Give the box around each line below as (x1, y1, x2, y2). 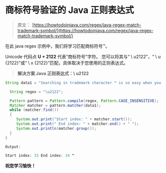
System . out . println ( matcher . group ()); (16, 126, 97, 131)
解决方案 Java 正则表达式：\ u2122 (17, 70, 89, 76)
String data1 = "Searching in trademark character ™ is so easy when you (5, 80, 162, 85)
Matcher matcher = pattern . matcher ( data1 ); (9, 103, 101, 108)
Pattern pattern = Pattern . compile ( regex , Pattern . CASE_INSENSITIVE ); (9, 98, 159, 103)
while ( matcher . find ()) (9, 107, 59, 112)
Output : (5, 144, 21, 149)
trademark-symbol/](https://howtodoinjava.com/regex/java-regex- (17, 27, 154, 33)
